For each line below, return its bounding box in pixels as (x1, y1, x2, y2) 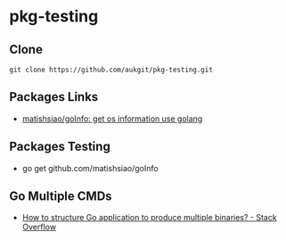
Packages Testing (9, 139, 111, 154)
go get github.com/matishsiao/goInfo (21, 162, 159, 173)
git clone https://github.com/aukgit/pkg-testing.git (9, 65, 214, 74)
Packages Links (9, 89, 99, 104)
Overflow (21, 221, 56, 233)
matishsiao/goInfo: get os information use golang (21, 113, 203, 124)
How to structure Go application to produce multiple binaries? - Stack (21, 212, 278, 223)
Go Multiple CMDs (9, 189, 113, 204)
